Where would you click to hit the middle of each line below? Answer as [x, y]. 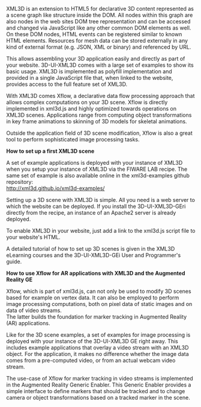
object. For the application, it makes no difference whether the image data [97, 354]
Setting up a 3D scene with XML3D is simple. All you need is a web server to [100, 200]
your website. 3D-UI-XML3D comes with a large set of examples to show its [100, 65]
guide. [14, 262]
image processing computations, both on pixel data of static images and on [99, 304]
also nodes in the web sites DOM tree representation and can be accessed [98, 21]
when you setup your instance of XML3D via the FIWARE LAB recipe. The [97, 169]
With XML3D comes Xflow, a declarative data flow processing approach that [100, 96]
